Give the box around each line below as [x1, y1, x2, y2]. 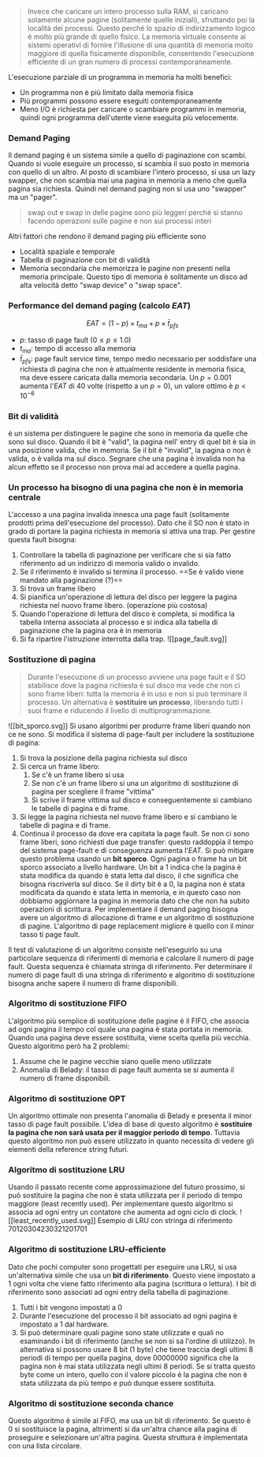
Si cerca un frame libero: [19, 761, 100, 771]
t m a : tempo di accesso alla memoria [19, 344, 136, 355]
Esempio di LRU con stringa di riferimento [97, 1216, 233, 1225]
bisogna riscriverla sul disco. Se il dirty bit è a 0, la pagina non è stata [19, 879, 246, 889]
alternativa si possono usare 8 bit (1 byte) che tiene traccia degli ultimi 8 [19, 1344, 254, 1354]
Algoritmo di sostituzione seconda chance [8, 1398, 174, 1409]
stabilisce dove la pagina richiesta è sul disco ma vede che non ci [27, 680, 240, 690]
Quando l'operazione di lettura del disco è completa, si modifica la [19, 609, 235, 619]
